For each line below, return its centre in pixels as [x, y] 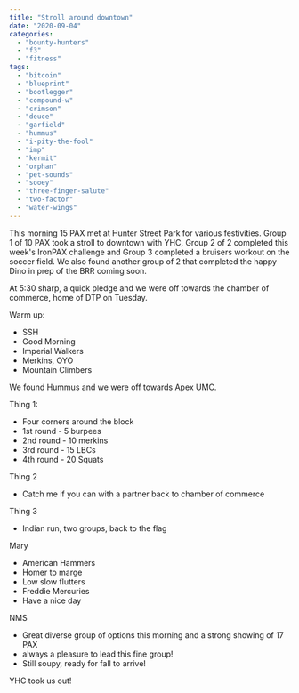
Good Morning [48, 341]
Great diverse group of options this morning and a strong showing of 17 [153, 635]
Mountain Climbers [57, 369]
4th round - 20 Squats [63, 459]
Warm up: [27, 314]
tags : [19, 68]
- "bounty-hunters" [53, 42]
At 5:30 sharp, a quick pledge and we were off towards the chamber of [139, 288]
